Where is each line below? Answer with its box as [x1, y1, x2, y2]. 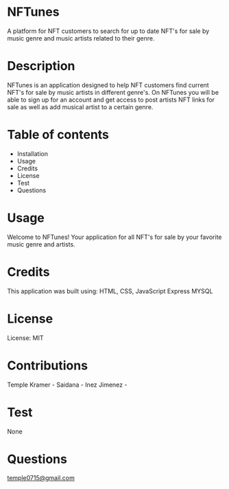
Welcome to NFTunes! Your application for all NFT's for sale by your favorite [7, 233, 222, 241]
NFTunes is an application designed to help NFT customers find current [7, 80, 209, 89]
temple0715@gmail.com [7, 474, 75, 482]
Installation [16, 149, 49, 158]
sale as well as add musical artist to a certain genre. [7, 102, 154, 111]
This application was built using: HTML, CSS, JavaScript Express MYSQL [7, 286, 213, 295]
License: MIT [7, 334, 44, 342]
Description [7, 58, 75, 74]
